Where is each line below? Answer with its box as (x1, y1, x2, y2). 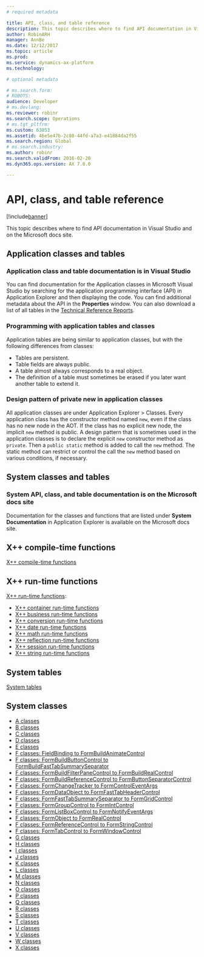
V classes (15, 931, 39, 938)
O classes (15, 885, 41, 893)
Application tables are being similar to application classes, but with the (6, 336, 183, 343)
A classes (15, 717, 39, 724)
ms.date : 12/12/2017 (6, 43, 59, 49)
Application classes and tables (6, 248, 126, 259)
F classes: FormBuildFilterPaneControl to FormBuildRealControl (15, 769, 174, 776)
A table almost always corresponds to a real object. (15, 367, 144, 374)
